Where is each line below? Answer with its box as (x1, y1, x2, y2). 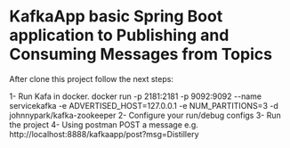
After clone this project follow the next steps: (9, 73, 173, 84)
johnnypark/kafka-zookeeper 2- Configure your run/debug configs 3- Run (9, 110, 282, 120)
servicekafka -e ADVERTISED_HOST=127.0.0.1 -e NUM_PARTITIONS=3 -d (9, 100, 278, 111)
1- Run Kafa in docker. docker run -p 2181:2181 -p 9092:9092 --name (9, 91, 262, 102)
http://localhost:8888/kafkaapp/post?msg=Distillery (9, 128, 199, 139)
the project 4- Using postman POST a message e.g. (9, 119, 198, 130)
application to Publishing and (9, 25, 230, 45)
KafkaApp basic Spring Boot (9, 6, 223, 27)
